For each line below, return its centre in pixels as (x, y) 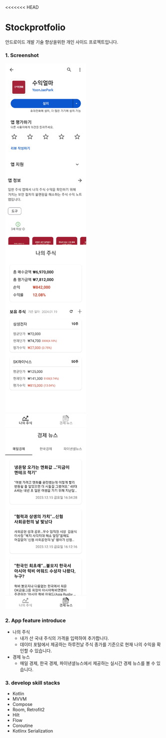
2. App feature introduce (36, 620)
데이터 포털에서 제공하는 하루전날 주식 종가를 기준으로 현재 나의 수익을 (88, 644)
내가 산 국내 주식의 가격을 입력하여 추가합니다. (64, 638)
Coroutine (23, 725)
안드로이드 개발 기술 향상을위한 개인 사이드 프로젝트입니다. (62, 42)
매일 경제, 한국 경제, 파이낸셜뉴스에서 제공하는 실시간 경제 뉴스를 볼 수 (87, 663)
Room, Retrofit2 (28, 710)
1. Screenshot (22, 55)
